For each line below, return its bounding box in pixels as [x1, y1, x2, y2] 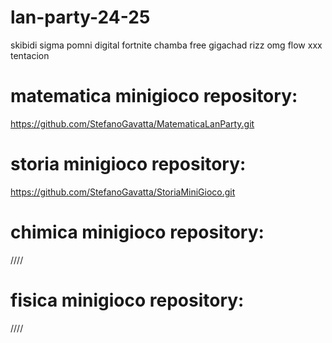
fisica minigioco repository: [10, 289, 245, 311]
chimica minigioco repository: [10, 221, 265, 243]
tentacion [10, 49, 50, 61]
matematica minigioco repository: [10, 85, 298, 108]
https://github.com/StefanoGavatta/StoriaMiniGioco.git [10, 186, 236, 198]
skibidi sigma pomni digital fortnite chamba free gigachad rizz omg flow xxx [10, 39, 323, 51]
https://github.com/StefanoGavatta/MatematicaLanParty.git [10, 117, 255, 130]
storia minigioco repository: [10, 153, 247, 176]
